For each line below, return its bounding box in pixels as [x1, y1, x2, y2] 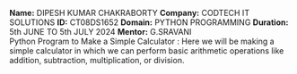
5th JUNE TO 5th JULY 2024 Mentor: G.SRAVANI [9, 27, 192, 37]
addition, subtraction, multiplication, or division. [9, 55, 185, 65]
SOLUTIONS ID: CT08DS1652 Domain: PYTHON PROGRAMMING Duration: [9, 17, 289, 28]
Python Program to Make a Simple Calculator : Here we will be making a [9, 36, 275, 46]
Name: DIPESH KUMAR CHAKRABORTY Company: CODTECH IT [9, 8, 249, 18]
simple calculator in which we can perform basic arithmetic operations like [9, 45, 284, 56]
